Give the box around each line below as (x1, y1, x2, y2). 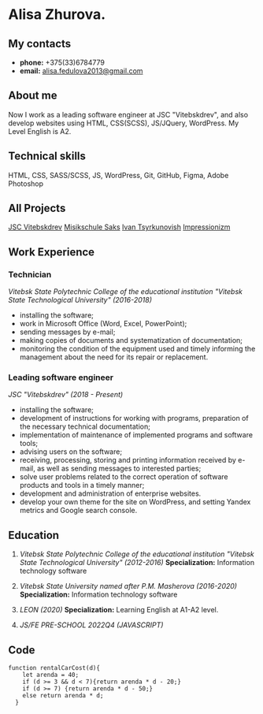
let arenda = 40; (22, 671, 80, 679)
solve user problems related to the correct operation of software (19, 472, 228, 482)
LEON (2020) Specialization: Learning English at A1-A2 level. (19, 605, 219, 615)
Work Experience (8, 245, 95, 258)
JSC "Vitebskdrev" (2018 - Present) (8, 390, 124, 400)
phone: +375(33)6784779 (19, 58, 105, 67)
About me (8, 89, 57, 102)
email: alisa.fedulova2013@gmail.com (19, 66, 143, 76)
